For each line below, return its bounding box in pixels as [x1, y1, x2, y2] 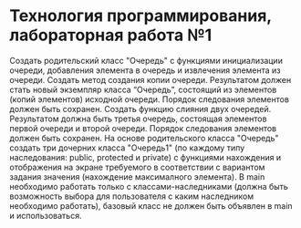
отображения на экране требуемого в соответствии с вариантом [9, 161, 265, 172]
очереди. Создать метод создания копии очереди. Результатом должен [9, 74, 292, 85]
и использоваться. [9, 210, 82, 221]
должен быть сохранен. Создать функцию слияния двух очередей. [9, 103, 272, 114]
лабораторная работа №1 [9, 25, 213, 46]
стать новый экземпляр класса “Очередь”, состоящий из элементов [9, 84, 277, 95]
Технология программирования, [9, 5, 272, 26]
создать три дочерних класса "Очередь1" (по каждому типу [9, 142, 245, 153]
